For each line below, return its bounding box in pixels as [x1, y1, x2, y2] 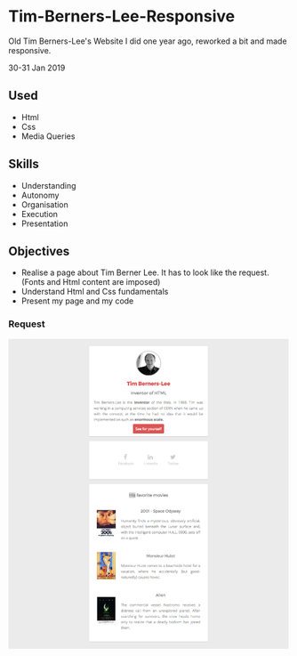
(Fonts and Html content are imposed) [20, 277, 161, 288]
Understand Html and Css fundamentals [20, 287, 169, 297]
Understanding [20, 180, 76, 190]
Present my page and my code [20, 296, 134, 306]
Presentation [20, 218, 68, 229]
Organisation [20, 198, 68, 210]
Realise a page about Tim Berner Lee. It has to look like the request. [20, 267, 269, 278]
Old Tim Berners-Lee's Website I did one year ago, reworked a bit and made [8, 36, 287, 46]
